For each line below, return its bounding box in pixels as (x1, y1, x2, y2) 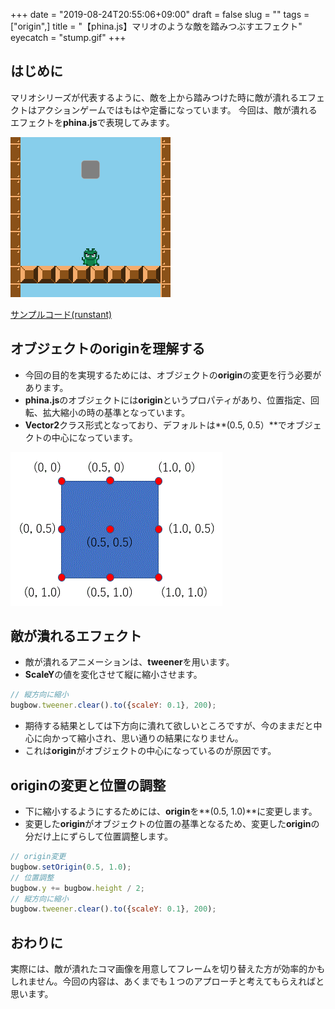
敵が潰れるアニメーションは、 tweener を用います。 (24, 656, 235, 668)
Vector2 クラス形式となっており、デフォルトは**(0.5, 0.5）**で (24, 419, 287, 431)
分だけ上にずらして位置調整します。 (24, 830, 174, 842)
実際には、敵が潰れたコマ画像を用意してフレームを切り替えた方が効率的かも (10, 963, 326, 975)
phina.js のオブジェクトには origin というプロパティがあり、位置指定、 (24, 394, 312, 406)
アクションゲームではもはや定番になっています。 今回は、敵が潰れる (36, 104, 318, 116)
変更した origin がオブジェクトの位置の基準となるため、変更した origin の (24, 818, 320, 829)
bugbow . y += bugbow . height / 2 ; (10, 883, 145, 893)
